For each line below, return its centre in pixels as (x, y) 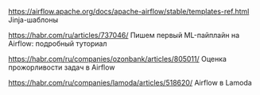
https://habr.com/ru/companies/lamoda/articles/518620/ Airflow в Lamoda (130, 83)
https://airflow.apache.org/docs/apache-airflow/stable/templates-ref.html (129, 11)
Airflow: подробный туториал (58, 44)
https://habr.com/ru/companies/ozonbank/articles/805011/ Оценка (117, 59)
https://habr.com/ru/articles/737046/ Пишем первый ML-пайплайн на (124, 35)
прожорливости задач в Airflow (62, 67)
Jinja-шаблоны (33, 20)
